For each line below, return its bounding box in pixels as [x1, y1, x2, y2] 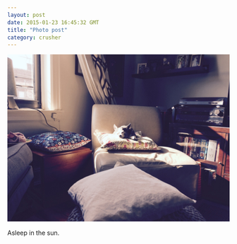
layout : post [7, 11, 46, 18]
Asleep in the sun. [7, 228, 60, 237]
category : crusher [7, 34, 61, 41]
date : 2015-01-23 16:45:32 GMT [7, 18, 99, 26]
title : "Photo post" [7, 26, 68, 33]
